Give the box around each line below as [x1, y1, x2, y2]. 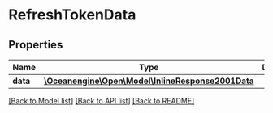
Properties [8, 38, 63, 52]
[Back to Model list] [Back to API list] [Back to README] [8, 96, 195, 106]
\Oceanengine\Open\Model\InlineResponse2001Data [43, 75, 254, 86]
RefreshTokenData [8, 6, 136, 24]
